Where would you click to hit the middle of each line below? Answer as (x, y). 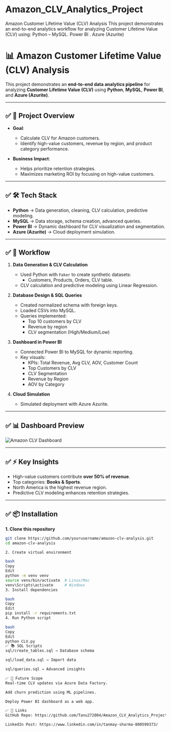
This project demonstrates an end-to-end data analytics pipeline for (78, 84)
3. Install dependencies (32, 590)
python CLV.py (20, 641)
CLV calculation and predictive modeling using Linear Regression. (89, 286)
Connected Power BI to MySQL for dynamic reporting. (77, 352)
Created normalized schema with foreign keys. (69, 305)
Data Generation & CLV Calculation (50, 265)
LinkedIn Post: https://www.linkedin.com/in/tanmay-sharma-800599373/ (82, 725)
